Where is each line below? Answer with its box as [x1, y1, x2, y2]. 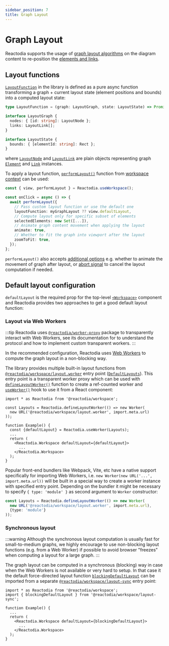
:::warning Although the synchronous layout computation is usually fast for [5, 536, 160, 542]
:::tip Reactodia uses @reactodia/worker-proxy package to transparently [5, 329, 153, 335]
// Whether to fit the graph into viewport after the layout [14, 233, 145, 238]
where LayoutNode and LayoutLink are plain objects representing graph [5, 155, 151, 162]
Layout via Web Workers [5, 318, 66, 325]
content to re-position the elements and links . [5, 56, 100, 62]
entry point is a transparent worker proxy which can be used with [5, 376, 141, 382]
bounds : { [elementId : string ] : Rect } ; [10, 142, 96, 147]
